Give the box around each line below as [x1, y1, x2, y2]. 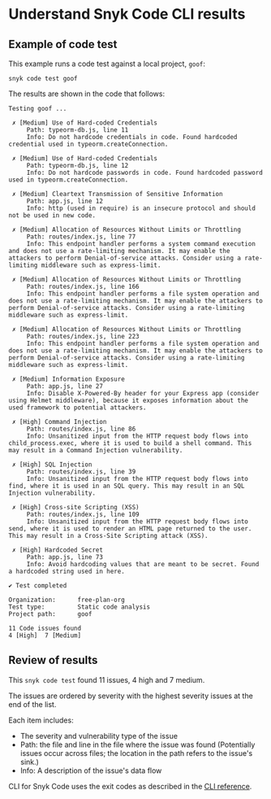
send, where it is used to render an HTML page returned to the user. [8, 525, 252, 533]
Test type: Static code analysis [8, 603, 151, 611]
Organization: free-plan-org [8, 596, 126, 604]
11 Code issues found [8, 624, 82, 632]
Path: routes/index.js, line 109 [26, 510, 140, 518]
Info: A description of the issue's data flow [19, 766, 162, 775]
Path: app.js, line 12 [26, 197, 104, 205]
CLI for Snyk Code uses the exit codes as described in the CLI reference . [8, 781, 252, 791]
